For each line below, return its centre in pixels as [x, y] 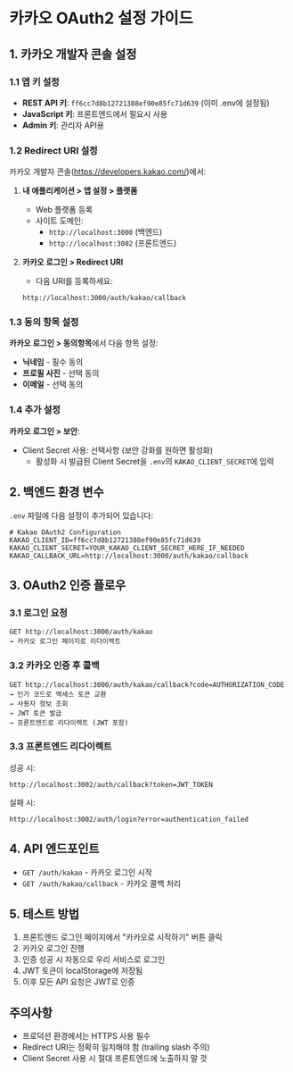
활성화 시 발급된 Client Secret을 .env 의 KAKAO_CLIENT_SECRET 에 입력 [155, 461]
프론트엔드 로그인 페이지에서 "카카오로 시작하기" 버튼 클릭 [122, 937]
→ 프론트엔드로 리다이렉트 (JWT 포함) [69, 723]
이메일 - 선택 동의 [53, 384]
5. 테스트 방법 [45, 914]
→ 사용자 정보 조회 [39, 703]
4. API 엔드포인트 [54, 849]
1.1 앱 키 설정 [34, 81]
